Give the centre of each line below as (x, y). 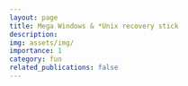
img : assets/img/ (42, 43)
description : (34, 34)
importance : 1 (36, 51)
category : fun (36, 59)
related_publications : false (64, 68)
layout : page (34, 17)
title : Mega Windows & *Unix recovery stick (94, 26)
